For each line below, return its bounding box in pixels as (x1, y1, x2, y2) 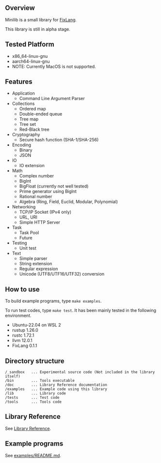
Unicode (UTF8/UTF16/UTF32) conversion (19, 271, 105, 277)
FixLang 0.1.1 (12, 343, 37, 349)
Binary (19, 147, 32, 153)
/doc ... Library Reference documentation (5, 382, 108, 388)
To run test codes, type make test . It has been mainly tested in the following (5, 308, 157, 313)
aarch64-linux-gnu (12, 58, 50, 64)
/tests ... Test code (5, 395, 60, 400)
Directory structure (5, 357, 64, 365)
